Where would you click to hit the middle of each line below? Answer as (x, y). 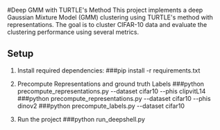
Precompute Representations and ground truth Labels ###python (111, 84)
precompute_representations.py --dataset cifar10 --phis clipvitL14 (111, 91)
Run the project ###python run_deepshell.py (81, 119)
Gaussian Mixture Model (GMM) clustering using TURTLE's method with (110, 17)
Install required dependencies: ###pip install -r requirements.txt (109, 70)
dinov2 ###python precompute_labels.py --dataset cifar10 (101, 106)
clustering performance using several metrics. (73, 32)
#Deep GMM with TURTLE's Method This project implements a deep (105, 10)
